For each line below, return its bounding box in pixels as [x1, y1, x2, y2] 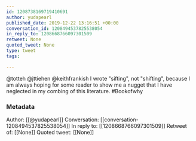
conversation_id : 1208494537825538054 [6, 25, 103, 32]
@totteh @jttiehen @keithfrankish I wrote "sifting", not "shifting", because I [6, 75, 190, 82]
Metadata [6, 102, 35, 111]
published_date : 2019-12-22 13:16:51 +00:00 [6, 20, 119, 26]
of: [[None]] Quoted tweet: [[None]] [6, 128, 94, 136]
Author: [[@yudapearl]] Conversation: [6, 116, 100, 123]
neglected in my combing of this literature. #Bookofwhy [6, 87, 143, 94]
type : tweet [6, 48, 36, 54]
